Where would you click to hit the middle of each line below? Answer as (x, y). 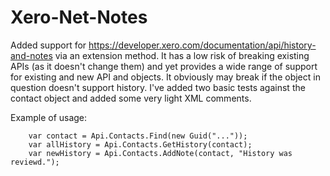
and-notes (31, 55)
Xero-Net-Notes (79, 17)
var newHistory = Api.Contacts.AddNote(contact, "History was (160, 153)
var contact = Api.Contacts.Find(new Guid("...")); (138, 136)
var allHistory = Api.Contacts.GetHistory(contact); (140, 144)
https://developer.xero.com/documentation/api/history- (202, 45)
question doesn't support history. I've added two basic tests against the (158, 87)
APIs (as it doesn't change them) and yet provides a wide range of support (164, 66)
